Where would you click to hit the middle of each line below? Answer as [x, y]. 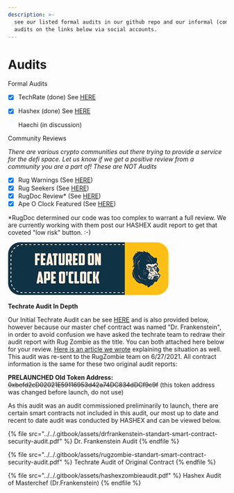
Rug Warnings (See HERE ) [55, 180]
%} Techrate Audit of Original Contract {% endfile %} [140, 462]
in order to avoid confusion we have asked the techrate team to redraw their [117, 334]
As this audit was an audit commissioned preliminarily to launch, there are [113, 406]
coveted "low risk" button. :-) [49, 232]
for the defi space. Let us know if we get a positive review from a [101, 159]
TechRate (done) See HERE [57, 97]
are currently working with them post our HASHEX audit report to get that [113, 225]
